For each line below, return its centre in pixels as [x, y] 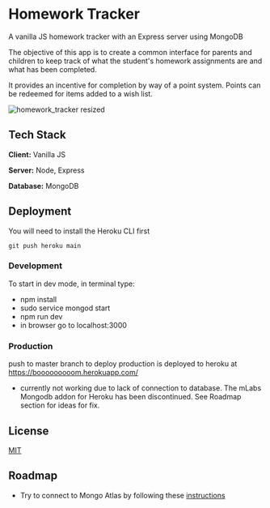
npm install [38, 299]
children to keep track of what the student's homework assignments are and [135, 61]
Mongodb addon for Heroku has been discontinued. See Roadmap [131, 397]
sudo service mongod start [65, 308]
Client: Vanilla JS [37, 154]
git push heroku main [45, 245]
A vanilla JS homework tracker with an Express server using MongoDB [126, 36]
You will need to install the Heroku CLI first [79, 231]
